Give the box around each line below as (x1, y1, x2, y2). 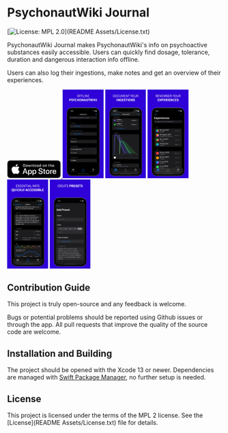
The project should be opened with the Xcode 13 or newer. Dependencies (7, 366, 214, 374)
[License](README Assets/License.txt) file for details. (7, 418, 158, 426)
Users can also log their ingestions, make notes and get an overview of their (7, 69, 221, 77)
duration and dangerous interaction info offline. (7, 55, 140, 63)
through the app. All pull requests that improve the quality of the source (7, 321, 208, 329)
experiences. (7, 75, 44, 84)
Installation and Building (7, 347, 113, 359)
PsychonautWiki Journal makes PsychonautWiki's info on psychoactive (7, 40, 208, 49)
